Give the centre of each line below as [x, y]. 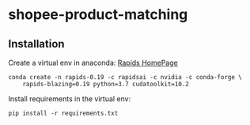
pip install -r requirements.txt [63, 113]
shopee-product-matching [98, 15]
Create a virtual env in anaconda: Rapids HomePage [93, 62]
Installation [36, 44]
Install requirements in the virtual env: [70, 99]
